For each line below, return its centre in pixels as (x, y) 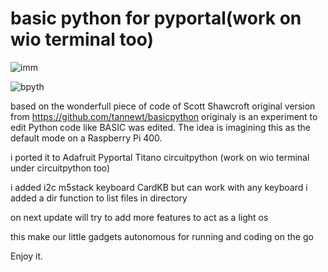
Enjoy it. (27, 256)
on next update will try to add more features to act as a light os (139, 217)
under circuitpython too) (60, 168)
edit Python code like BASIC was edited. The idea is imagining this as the (161, 127)
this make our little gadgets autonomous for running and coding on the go (162, 236)
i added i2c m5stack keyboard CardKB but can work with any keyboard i (159, 187)
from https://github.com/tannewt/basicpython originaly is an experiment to (164, 116)
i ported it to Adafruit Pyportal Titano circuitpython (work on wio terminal (160, 157)
